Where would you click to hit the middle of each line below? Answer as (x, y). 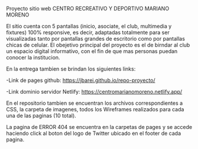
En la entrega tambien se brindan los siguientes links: (71, 69)
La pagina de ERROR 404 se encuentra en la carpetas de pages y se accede (99, 127)
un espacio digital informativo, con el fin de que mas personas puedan (92, 51)
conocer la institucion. (33, 57)
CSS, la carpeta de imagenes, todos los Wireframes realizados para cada (95, 109)
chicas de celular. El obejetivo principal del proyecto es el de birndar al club (98, 45)
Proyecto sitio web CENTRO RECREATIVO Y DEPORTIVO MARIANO (88, 9)
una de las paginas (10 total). (41, 115)
